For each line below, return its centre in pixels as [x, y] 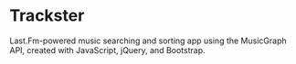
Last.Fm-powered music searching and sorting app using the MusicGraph [148, 41]
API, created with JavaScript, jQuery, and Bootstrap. [107, 50]
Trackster [47, 16]
